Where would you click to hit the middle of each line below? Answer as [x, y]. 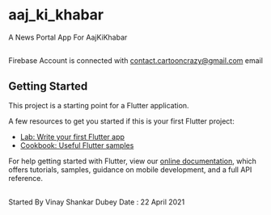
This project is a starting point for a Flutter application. [99, 106]
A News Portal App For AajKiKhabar [68, 37]
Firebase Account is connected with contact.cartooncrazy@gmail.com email [135, 61]
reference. [25, 179]
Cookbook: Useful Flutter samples [77, 145]
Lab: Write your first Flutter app [72, 137]
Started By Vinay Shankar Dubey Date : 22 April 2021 [97, 202]
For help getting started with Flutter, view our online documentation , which [133, 161]
